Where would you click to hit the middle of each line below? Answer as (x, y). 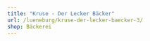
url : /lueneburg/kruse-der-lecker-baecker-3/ (75, 20)
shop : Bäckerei (30, 26)
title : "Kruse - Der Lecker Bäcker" (61, 14)
